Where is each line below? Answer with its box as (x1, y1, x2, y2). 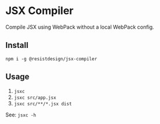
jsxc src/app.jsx (13, 95, 57, 101)
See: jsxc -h (5, 111, 36, 118)
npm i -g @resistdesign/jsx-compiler (5, 56, 98, 62)
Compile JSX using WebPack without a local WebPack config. (5, 23, 154, 30)
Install (5, 40, 29, 50)
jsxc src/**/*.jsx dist (13, 101, 72, 106)
